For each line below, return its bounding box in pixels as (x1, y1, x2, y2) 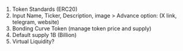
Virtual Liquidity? (12, 38, 55, 45)
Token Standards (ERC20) (12, 5, 78, 13)
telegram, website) (12, 18, 60, 26)
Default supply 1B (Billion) (12, 32, 77, 39)
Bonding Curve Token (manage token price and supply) (12, 25, 152, 32)
